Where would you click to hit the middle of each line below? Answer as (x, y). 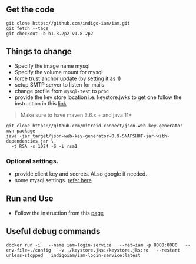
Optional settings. (32, 161)
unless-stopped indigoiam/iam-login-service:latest (74, 255)
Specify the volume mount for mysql (59, 72)
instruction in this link (40, 103)
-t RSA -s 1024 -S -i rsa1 (44, 146)
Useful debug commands (53, 231)
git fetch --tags (27, 28)
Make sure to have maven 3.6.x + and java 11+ (76, 115)
